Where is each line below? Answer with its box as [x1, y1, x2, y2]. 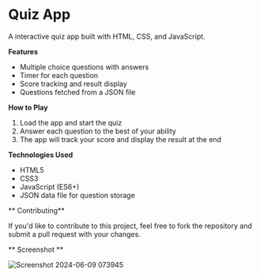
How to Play [8, 103, 49, 112]
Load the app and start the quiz [19, 118, 122, 127]
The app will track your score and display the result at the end [19, 134, 222, 144]
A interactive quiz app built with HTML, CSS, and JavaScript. [8, 32, 205, 41]
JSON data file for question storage [19, 190, 136, 200]
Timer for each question [19, 70, 99, 80]
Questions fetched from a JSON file [19, 87, 136, 96]
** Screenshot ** [8, 245, 64, 254]
